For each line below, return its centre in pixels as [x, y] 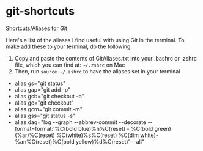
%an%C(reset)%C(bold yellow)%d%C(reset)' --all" [79, 141]
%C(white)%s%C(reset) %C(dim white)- [107, 135]
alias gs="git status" [40, 83]
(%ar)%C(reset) [35, 135]
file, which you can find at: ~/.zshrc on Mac [70, 65]
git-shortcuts [40, 11]
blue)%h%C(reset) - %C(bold [116, 128]
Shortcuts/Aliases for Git [37, 28]
